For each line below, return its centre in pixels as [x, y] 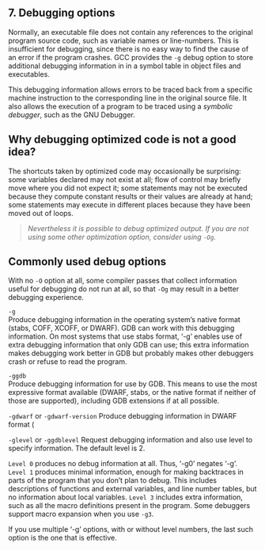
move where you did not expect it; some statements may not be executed [128, 188]
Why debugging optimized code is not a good [122, 140]
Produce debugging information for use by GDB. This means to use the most [133, 384]
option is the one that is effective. [62, 538]
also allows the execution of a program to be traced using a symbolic [121, 106]
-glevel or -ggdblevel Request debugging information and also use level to [131, 440]
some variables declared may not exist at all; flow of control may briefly [125, 179]
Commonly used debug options [87, 262]
